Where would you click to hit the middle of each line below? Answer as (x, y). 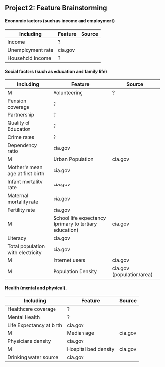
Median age (81, 333)
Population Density (75, 271)
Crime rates (21, 137)
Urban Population (73, 159)
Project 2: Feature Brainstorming (56, 8)
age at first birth (26, 173)
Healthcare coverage (32, 309)
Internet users (69, 260)
